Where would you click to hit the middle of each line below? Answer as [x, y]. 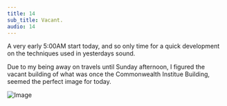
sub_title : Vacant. [35, 20]
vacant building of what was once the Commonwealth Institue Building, [108, 74]
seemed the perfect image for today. [60, 82]
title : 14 [21, 14]
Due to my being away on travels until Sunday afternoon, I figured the [106, 67]
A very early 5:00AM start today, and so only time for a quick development [113, 46]
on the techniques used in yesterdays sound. [71, 53]
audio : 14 [21, 26]
